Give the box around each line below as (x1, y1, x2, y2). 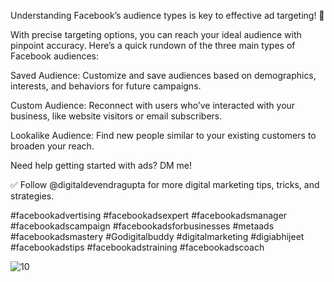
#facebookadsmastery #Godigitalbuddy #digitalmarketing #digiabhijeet (10, 231, 305, 242)
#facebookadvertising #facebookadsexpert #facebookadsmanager (10, 210, 288, 221)
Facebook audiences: (10, 50, 100, 62)
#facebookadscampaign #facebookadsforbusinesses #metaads (10, 220, 275, 232)
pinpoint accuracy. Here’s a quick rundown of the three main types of (10, 40, 296, 51)
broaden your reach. (10, 140, 95, 152)
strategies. (10, 190, 55, 202)
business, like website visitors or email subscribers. (10, 110, 223, 122)
